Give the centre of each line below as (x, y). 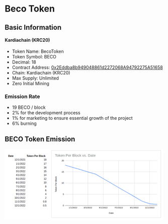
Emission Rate (22, 96)
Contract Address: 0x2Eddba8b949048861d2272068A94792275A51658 (87, 67)
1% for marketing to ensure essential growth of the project (72, 118)
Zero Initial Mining (31, 83)
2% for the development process (46, 113)
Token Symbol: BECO (34, 56)
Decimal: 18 (24, 62)
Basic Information (33, 27)
